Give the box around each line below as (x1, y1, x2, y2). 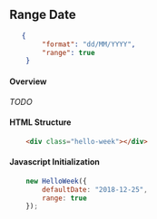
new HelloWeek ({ (25, 176, 88, 186)
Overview (9, 76, 47, 87)
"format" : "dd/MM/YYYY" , (42, 40, 136, 49)
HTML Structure (9, 117, 72, 128)
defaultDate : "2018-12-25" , (42, 185, 148, 194)
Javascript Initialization (9, 157, 100, 167)
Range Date (9, 7, 77, 23)
